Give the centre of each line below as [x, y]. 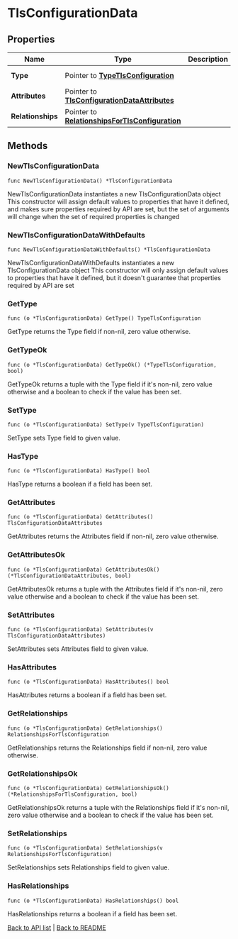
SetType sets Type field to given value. [64, 438]
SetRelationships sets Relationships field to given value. [89, 867]
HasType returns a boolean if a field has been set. [80, 484]
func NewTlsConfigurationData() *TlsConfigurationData [90, 181]
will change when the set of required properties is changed [93, 216]
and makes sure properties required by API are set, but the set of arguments [118, 209]
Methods [28, 146]
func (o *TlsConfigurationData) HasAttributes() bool [89, 682]
